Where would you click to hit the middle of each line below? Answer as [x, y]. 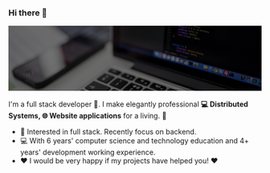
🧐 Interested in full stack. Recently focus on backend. [108, 131]
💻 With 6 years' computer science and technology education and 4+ [134, 140]
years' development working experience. [88, 152]
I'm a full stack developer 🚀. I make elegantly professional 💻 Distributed [129, 104]
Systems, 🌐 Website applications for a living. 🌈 [88, 115]
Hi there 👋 [28, 13]
